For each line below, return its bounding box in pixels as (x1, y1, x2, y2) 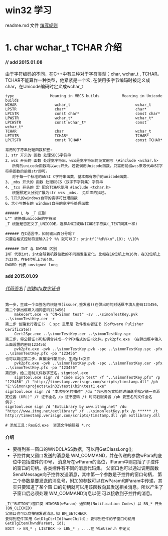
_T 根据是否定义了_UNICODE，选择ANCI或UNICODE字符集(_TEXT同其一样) (5, 221, 138, 227)
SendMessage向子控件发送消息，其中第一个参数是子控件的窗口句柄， (12, 471, 156, 478)
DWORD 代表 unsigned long (5, 263, 58, 268)
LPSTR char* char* (5, 107, 147, 112)
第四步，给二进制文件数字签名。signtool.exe (5, 371, 89, 376)
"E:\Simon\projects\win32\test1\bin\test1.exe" (5, 384, 107, 389)
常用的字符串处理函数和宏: (5, 147, 53, 153)
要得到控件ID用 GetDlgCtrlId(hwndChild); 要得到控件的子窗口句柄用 (5, 516, 135, 522)
